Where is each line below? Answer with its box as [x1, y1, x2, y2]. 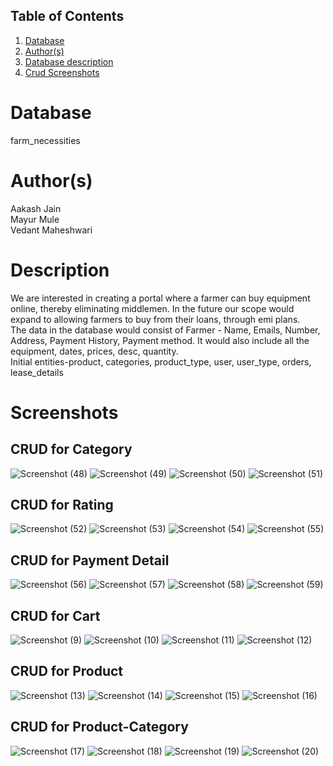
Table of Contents [10, 8, 125, 25]
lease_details [10, 366, 64, 378]
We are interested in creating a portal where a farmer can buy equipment [10, 292, 311, 304]
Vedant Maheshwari [10, 224, 93, 236]
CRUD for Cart [10, 607, 101, 624]
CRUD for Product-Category [10, 719, 189, 736]
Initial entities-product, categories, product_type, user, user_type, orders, [10, 355, 312, 368]
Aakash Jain [10, 202, 62, 214]
